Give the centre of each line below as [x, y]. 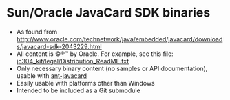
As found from [37, 32]
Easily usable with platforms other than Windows [86, 83]
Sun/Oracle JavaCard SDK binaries [108, 13]
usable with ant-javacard [52, 76]
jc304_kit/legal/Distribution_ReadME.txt [73, 61]
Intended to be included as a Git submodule [78, 90]
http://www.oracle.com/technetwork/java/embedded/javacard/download [119, 39]
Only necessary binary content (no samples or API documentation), [112, 68]
